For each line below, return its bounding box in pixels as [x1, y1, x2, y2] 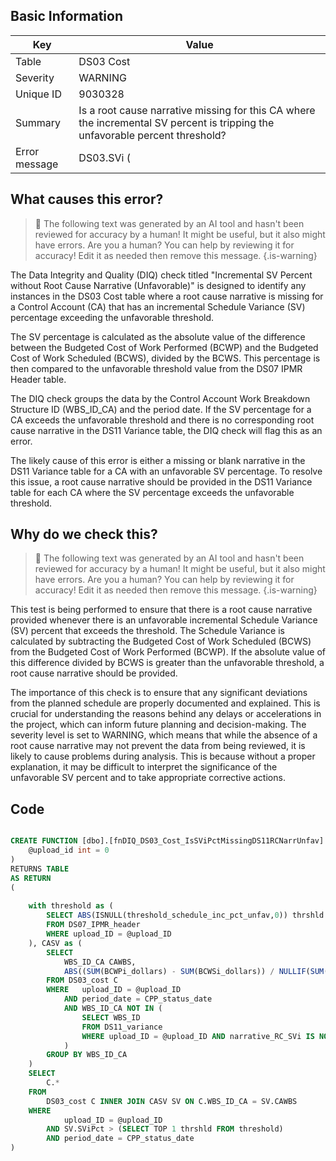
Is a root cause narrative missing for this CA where [78, 103, 316, 117]
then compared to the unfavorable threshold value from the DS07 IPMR [10, 362, 303, 374]
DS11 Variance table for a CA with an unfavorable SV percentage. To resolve [10, 465, 323, 477]
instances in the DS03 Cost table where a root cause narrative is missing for [10, 290, 324, 302]
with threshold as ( [28, 901, 114, 911]
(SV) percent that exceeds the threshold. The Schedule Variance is [10, 625, 285, 637]
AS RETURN [10, 873, 52, 883]
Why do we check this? [10, 526, 158, 543]
